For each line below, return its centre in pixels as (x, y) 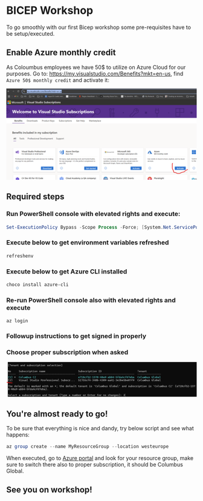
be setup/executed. (31, 33)
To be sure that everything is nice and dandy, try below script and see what (100, 429)
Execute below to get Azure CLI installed (67, 271)
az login (17, 321)
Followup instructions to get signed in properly (76, 336)
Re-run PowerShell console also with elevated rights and (91, 300)
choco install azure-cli (37, 284)
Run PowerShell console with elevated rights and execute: (93, 214)
